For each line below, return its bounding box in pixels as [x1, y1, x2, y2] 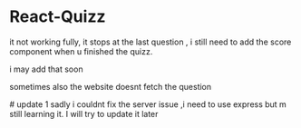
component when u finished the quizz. [9, 45, 153, 56]
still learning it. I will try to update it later [9, 108, 159, 119]
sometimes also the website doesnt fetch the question [9, 81, 212, 92]
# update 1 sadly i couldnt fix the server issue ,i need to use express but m [9, 98, 287, 110]
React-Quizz [9, 6, 106, 27]
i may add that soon [9, 64, 83, 74]
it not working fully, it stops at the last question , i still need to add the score [9, 36, 292, 47]
